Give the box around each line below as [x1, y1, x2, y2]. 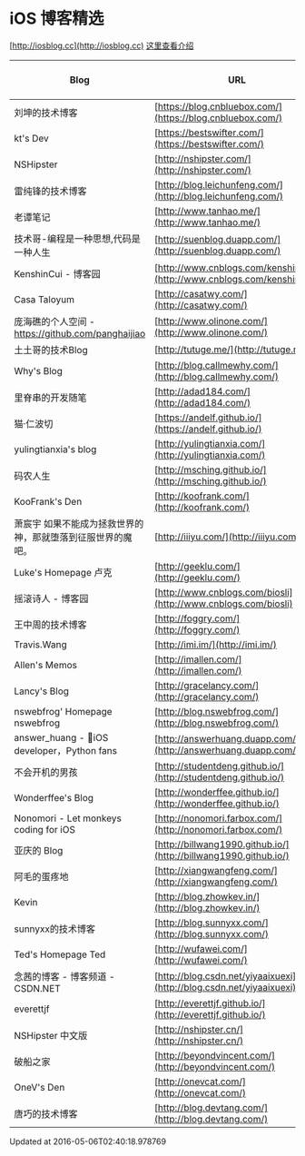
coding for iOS [14, 823, 75, 835]
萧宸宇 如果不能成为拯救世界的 [14, 517, 144, 529]
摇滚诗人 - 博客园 [14, 592, 89, 605]
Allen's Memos [14, 658, 77, 671]
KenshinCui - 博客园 [14, 267, 102, 280]
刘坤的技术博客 [14, 106, 79, 119]
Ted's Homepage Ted [14, 948, 106, 961]
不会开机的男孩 [14, 766, 79, 778]
